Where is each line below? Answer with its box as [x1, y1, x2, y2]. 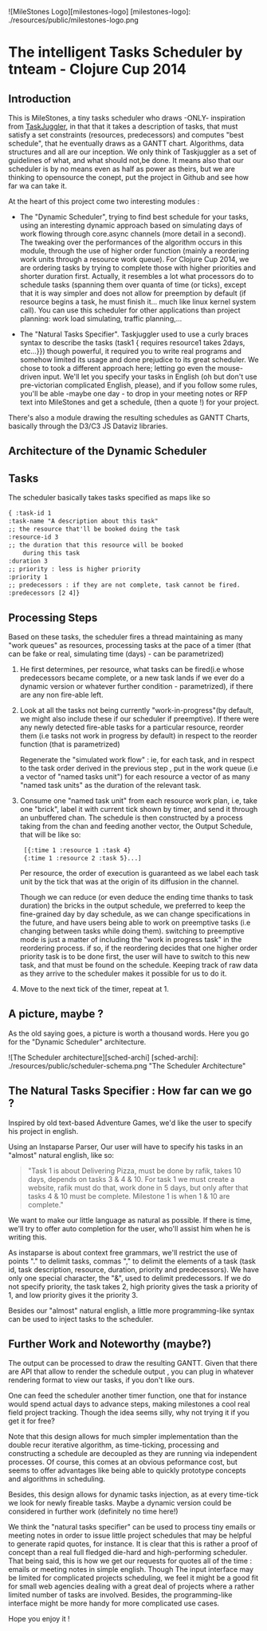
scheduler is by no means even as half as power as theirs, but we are [8, 164, 236, 173]
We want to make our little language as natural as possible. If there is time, [8, 1215, 253, 1225]
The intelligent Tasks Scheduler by [8, 43, 243, 62]
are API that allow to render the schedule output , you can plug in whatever [8, 1366, 254, 1377]
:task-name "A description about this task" [8, 517, 159, 526]
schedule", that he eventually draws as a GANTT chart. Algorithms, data [8, 139, 245, 148]
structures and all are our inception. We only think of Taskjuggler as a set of [8, 147, 257, 157]
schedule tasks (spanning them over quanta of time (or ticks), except [19, 280, 247, 289]
